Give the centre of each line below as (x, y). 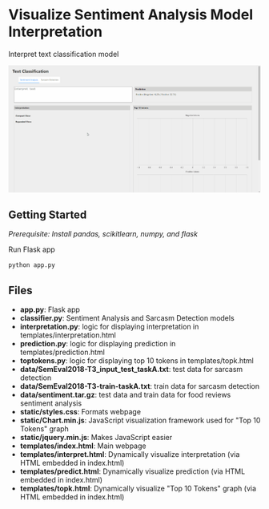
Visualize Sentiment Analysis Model (131, 15)
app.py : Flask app (50, 309)
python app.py (32, 265)
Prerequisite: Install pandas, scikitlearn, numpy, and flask (103, 234)
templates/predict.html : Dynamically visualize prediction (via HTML (132, 471)
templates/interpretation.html (68, 335)
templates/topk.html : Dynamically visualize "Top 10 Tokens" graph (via (138, 489)
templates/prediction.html (62, 352)
